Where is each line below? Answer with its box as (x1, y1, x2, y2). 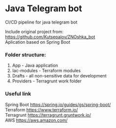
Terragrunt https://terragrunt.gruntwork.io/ (5, 112, 92, 118)
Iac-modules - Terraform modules (12, 68, 81, 74)
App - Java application (12, 62, 58, 69)
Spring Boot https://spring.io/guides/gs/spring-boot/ (5, 102, 111, 107)
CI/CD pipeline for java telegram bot (5, 19, 77, 25)
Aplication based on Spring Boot (5, 39, 70, 45)
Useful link (5, 90, 31, 97)
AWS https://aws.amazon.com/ (5, 117, 68, 123)
